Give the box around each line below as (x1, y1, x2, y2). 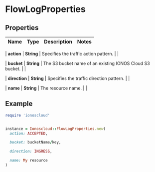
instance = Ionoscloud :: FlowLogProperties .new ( (5, 126, 106, 131)
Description (44, 38, 72, 45)
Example (5, 99, 33, 108)
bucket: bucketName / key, (9, 140, 61, 145)
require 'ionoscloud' (5, 112, 50, 118)
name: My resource (9, 158, 48, 163)
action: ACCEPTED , (9, 131, 48, 136)
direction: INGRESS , (9, 149, 52, 154)
